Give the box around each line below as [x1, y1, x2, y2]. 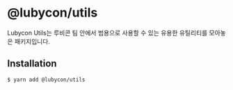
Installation [7, 57, 57, 70]
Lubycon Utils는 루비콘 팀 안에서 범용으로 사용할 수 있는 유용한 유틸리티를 [7, 28, 208, 37]
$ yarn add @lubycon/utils [7, 76, 86, 83]
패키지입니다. [14, 37, 51, 46]
